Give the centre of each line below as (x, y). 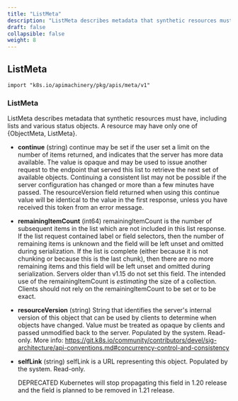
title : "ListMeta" (34, 14)
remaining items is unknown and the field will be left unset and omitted (120, 244)
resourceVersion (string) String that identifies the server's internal (114, 310)
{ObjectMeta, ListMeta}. (42, 134)
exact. (27, 296)
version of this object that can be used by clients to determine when (117, 318)
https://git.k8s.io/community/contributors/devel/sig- (141, 340)
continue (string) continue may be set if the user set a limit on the (114, 147)
